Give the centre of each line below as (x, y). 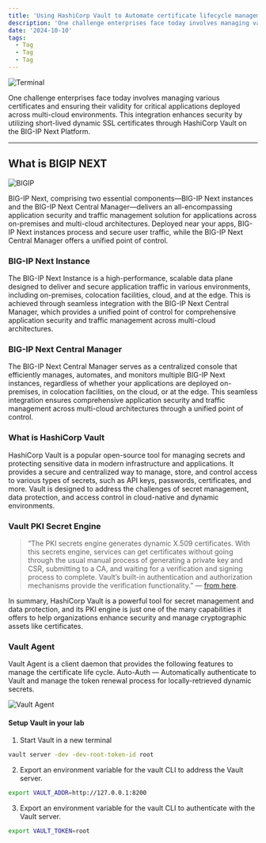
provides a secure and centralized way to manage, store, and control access (133, 472)
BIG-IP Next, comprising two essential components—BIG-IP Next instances (131, 198)
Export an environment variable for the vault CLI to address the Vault (131, 770)
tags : (17, 38)
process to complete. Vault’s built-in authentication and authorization (140, 577)
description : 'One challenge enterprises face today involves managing (129, 23)
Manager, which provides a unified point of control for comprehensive (122, 312)
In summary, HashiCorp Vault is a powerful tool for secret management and (131, 600)
